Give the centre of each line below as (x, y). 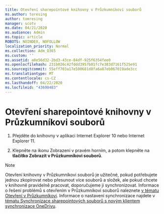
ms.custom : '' (20, 55)
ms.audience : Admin (25, 32)
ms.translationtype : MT (29, 74)
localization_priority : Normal (37, 46)
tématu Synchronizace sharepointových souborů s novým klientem (73, 201)
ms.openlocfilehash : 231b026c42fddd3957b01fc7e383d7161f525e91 (71, 64)
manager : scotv (21, 23)
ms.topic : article (24, 37)
